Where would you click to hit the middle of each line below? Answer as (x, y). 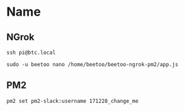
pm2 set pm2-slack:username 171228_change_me (72, 101)
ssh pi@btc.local (31, 52)
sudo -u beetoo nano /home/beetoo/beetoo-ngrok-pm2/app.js (92, 65)
